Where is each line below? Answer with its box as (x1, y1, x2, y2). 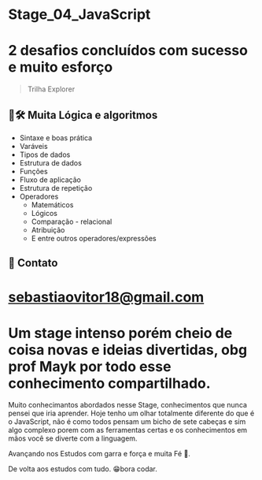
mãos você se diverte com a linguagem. (8, 433, 138, 443)
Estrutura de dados (19, 158, 83, 167)
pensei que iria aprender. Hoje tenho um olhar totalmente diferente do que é (8, 408, 255, 419)
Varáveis (19, 141, 49, 151)
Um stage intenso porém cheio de (8, 324, 233, 342)
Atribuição (31, 225, 65, 234)
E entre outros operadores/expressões (31, 233, 157, 243)
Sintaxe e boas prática (19, 132, 93, 143)
